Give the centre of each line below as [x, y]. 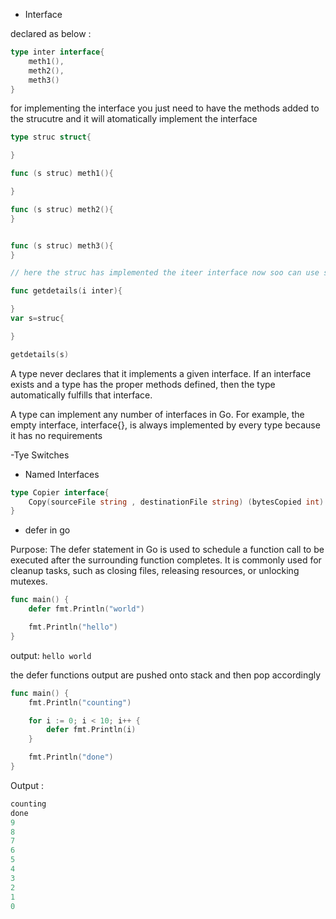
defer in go [47, 530]
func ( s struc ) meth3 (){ [62, 245]
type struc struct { [51, 137]
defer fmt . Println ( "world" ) [86, 609]
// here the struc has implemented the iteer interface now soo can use [165, 273]
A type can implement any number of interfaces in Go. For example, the [157, 414]
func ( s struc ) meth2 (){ [62, 209]
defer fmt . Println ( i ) [91, 730]
